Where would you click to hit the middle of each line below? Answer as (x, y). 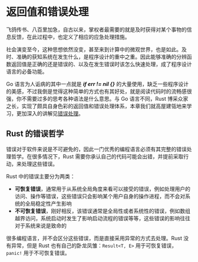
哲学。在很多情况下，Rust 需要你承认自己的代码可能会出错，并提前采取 (97, 156)
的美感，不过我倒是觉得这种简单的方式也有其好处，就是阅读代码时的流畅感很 (99, 91)
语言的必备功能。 (27, 71)
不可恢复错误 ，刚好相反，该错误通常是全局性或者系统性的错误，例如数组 (102, 211)
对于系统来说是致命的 (40, 225)
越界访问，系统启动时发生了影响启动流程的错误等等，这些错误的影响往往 (102, 218)
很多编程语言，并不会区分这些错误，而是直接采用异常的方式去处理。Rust (94, 238)
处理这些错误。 (39, 164)
